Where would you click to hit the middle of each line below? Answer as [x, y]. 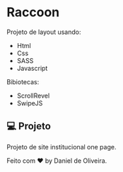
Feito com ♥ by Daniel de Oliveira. [57, 161]
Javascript [32, 68]
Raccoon [33, 12]
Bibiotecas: [23, 81]
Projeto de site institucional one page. [61, 147]
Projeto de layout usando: [44, 32]
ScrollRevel [33, 96]
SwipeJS [30, 103]
